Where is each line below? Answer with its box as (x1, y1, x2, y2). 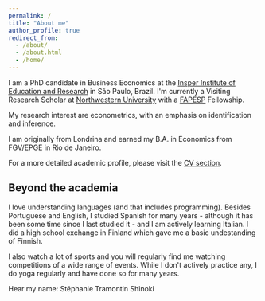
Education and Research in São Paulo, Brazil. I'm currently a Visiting (8, 86, 231, 96)
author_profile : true (8, 26, 80, 34)
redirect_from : (8, 33, 59, 42)
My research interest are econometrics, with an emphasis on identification (8, 110, 252, 119)
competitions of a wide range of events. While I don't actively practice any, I (8, 260, 257, 269)
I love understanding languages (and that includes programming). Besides (8, 202, 251, 212)
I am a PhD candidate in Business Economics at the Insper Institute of (8, 77, 236, 88)
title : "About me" (8, 19, 69, 27)
